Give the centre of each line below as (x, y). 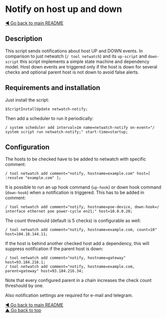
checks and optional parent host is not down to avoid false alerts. (72, 72)
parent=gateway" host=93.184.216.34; (44, 271)
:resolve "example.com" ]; (33, 178)
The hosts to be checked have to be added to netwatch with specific (76, 159)
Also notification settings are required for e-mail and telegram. (69, 295)
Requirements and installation (53, 88)
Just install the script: (27, 100)
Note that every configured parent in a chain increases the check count (79, 280)
